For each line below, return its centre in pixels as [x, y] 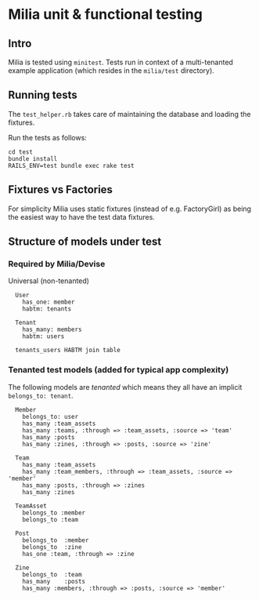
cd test [21, 152]
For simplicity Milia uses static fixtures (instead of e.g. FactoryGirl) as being [130, 209]
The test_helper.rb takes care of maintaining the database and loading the [129, 114]
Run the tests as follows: [48, 137]
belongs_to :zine [52, 547]
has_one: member [49, 302]
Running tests [43, 95]
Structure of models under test [85, 242]
